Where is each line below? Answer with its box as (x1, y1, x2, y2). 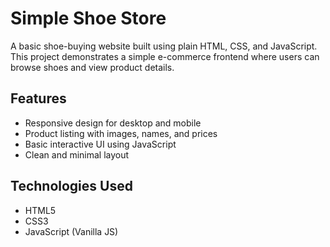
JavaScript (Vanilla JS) (24, 225, 119, 237)
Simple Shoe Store (10, 7, 167, 30)
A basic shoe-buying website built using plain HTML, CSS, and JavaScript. (10, 40, 318, 52)
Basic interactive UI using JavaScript (24, 138, 177, 150)
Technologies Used (10, 178, 133, 195)
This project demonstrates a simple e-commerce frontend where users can (10, 50, 320, 62)
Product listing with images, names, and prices (24, 127, 218, 139)
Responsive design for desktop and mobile (24, 117, 202, 129)
